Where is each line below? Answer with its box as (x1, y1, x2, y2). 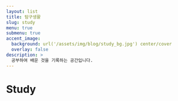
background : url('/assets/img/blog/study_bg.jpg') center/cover (11, 41, 172, 47)
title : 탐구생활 (6, 14, 41, 20)
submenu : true (6, 30, 41, 36)
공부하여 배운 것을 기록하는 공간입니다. (11, 57, 93, 63)
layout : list (6, 8, 38, 15)
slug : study (6, 19, 35, 25)
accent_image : (6, 36, 41, 41)
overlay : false (11, 47, 49, 53)
